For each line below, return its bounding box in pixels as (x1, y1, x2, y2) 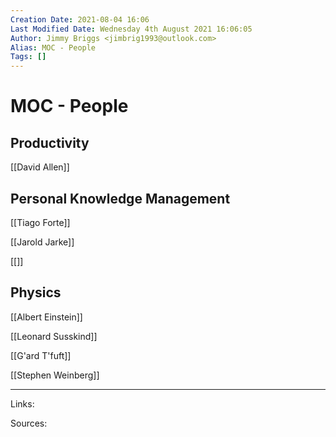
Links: (10, 397, 35, 410)
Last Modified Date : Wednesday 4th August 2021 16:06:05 (10, 24, 253, 34)
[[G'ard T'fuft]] (10, 349, 72, 361)
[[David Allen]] (10, 161, 70, 173)
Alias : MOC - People (10, 42, 97, 53)
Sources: (10, 417, 48, 429)
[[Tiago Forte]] (10, 216, 71, 228)
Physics (10, 284, 62, 301)
